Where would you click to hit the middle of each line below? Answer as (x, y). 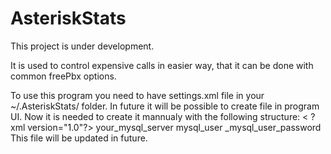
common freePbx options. (63, 76)
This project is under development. (82, 46)
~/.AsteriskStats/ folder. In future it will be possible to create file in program (165, 106)
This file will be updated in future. (79, 138)
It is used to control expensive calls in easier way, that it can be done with (162, 65)
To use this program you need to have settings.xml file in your (137, 95)
